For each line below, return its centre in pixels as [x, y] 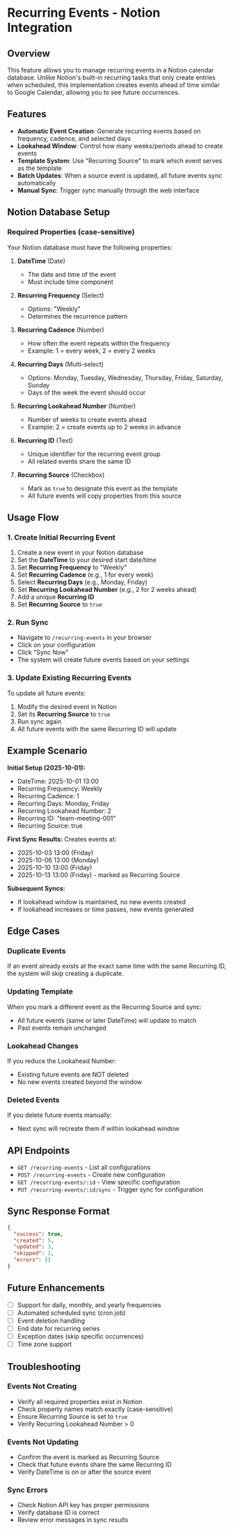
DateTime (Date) [41, 261]
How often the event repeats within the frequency [99, 343]
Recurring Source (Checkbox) [61, 475]
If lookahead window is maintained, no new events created [102, 901]
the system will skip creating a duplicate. [65, 973]
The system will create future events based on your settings [103, 660]
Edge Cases [34, 931]
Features [27, 114]
